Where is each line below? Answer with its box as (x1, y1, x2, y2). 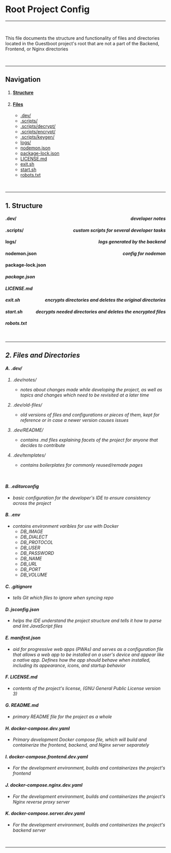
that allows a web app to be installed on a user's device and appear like (12, 651, 164, 658)
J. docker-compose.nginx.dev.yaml (5, 782, 83, 788)
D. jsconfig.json (5, 606, 40, 612)
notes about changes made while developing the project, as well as (20, 386, 162, 392)
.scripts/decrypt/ (20, 123, 56, 129)
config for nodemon (123, 250, 166, 257)
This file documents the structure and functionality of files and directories (5, 35, 160, 41)
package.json (5, 274, 36, 280)
